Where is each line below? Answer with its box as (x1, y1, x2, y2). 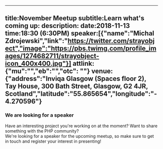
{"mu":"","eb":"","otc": (5, 67, 79, 75)
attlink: (72, 60, 95, 68)
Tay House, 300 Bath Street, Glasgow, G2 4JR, (5, 82, 148, 90)
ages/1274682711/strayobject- (5, 52, 99, 60)
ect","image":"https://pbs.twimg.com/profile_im (5, 45, 157, 53)
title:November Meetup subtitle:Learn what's (5, 14, 145, 22)
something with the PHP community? (5, 128, 79, 134)
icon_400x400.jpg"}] (5, 60, 71, 68)
